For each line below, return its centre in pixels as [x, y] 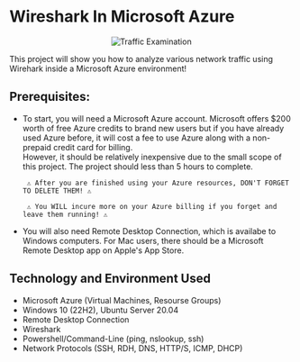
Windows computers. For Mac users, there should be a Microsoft [143, 240]
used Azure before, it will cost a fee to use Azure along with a [136, 138]
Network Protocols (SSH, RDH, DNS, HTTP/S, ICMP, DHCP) [132, 348]
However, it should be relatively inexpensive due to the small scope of [152, 157]
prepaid [37, 147]
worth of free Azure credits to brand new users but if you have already [153, 128]
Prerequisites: [50, 97]
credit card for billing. [93, 147]
